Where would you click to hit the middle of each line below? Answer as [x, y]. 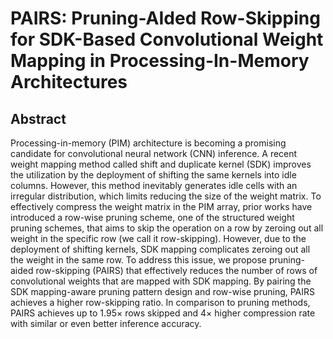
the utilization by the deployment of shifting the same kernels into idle [153, 175]
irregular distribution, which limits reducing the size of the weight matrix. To [166, 196]
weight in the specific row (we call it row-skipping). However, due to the [158, 238]
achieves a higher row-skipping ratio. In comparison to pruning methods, [160, 302]
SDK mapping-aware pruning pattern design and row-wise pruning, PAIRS [163, 291]
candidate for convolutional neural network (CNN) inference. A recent [154, 153]
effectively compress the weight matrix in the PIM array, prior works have [161, 206]
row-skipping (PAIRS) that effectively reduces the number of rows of [176, 270]
